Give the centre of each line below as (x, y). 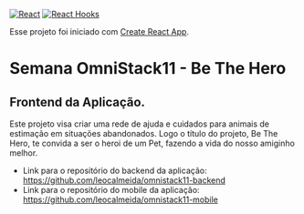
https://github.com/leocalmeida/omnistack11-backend (124, 180)
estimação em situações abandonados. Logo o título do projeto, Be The (144, 133)
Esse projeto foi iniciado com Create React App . (100, 31)
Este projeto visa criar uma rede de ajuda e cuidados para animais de (140, 124)
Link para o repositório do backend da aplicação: (115, 170)
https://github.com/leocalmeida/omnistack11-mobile (121, 199)
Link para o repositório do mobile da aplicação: (111, 190)
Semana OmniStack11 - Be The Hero (148, 69)
